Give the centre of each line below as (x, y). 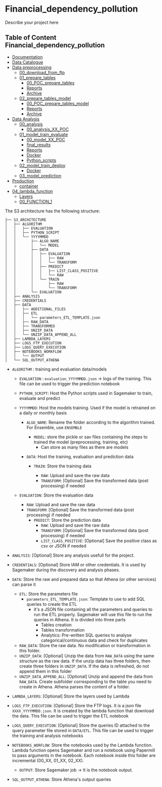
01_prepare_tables (37, 77)
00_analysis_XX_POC (48, 129)
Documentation (27, 57)
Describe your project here (32, 22)
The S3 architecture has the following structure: (52, 211)
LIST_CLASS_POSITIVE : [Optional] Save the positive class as (99, 541)
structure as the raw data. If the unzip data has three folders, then (85, 661)
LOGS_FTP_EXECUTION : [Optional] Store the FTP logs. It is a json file (77, 705)
